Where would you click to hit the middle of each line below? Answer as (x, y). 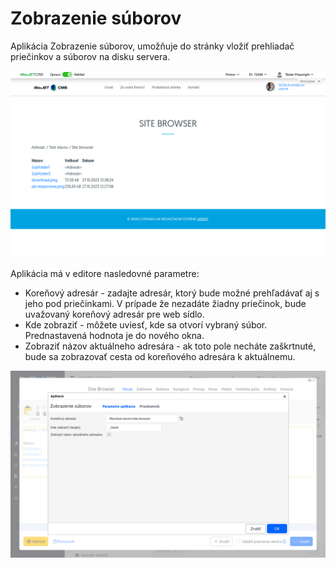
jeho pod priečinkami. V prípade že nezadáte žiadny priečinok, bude (165, 304)
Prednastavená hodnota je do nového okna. (114, 336)
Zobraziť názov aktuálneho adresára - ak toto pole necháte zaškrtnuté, (170, 346)
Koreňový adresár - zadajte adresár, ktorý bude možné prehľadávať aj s (172, 293)
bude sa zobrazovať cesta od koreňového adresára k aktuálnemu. (160, 357)
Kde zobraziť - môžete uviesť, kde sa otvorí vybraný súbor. (146, 325)
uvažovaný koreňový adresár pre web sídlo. (114, 314)
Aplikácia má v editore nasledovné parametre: (105, 274)
